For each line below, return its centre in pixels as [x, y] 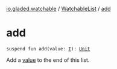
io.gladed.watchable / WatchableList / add [58, 9]
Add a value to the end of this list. [48, 60]
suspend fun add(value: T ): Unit [48, 49]
